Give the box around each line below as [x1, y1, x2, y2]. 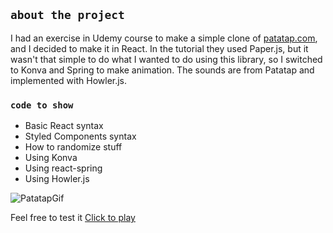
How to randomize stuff [24, 141, 123, 153]
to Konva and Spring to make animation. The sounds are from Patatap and [10, 64, 315, 76]
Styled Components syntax [24, 130, 137, 143]
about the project [10, 8, 125, 23]
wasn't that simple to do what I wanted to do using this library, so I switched [10, 53, 323, 65]
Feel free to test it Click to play [10, 212, 136, 224]
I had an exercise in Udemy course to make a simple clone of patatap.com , [10, 32, 318, 44]
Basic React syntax [24, 120, 104, 132]
